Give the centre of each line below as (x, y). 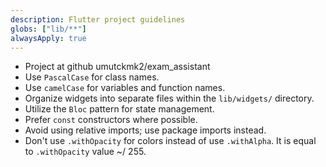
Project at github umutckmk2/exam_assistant (117, 67)
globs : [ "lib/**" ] (48, 29)
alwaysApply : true (48, 38)
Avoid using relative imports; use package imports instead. (145, 130)
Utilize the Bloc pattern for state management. (119, 109)
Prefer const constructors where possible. (111, 120)
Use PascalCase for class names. (92, 77)
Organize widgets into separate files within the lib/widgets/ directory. (169, 98)
